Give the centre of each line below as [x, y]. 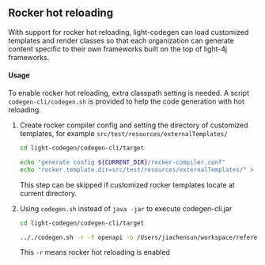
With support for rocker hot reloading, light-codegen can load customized [129, 32]
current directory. [48, 193]
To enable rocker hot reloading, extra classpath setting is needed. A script [129, 93]
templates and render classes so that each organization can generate [121, 40]
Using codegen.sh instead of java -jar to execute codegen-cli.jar [126, 208]
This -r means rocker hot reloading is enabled [95, 252]
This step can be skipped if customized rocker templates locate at [127, 184]
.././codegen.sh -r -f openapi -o [76, 237]
